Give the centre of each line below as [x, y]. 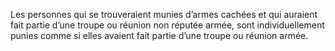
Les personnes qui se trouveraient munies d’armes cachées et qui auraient [164, 14]
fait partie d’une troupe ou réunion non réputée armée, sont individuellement [167, 25]
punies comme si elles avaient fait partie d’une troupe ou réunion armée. [159, 35]
